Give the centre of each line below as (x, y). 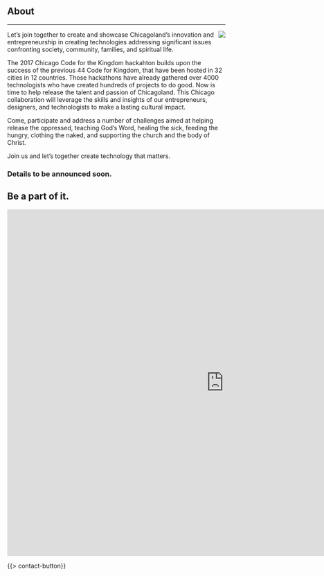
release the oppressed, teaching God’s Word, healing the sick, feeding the (113, 128)
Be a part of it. (38, 197)
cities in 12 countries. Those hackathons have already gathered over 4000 (113, 77)
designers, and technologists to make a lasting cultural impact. (96, 107)
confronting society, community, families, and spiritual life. (91, 49)
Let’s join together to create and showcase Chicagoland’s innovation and (111, 35)
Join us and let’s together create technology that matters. (89, 156)
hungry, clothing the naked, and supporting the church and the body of (108, 135)
